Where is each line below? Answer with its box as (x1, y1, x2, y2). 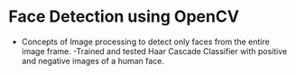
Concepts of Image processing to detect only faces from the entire (21, 36, 270, 47)
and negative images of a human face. (21, 55, 164, 66)
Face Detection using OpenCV (8, 6, 240, 27)
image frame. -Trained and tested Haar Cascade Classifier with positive (21, 45, 288, 56)
